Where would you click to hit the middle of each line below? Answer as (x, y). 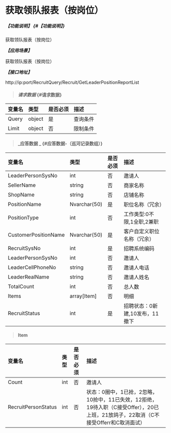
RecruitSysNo (24, 248)
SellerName (22, 185)
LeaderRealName (28, 277)
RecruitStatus (24, 313)
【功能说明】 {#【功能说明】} (35, 26)
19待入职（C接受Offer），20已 (123, 407)
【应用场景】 (19, 50)
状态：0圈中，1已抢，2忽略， (122, 392)
